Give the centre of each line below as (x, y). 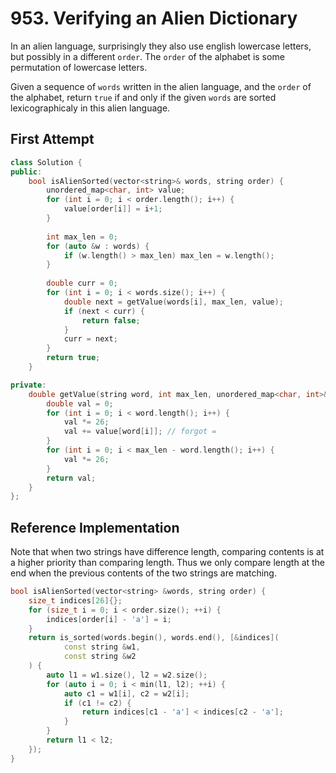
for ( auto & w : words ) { (98, 246)
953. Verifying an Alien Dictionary (154, 18)
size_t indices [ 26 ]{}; (75, 600)
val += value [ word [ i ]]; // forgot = (140, 432)
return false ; (111, 320)
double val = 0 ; (80, 403)
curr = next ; (90, 339)
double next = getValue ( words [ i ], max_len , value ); (173, 302)
